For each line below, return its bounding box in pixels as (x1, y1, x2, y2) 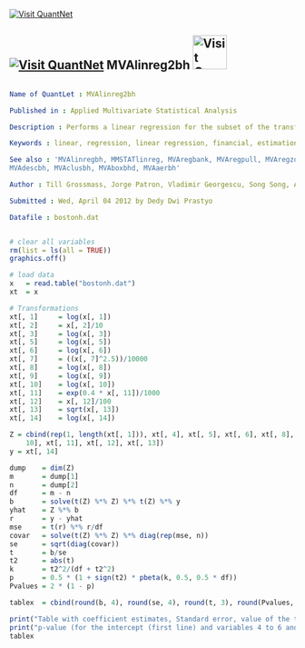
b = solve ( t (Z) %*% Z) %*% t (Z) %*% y (9, 497, 181, 506)
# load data (9, 271, 54, 280)
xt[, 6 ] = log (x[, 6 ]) (9, 346, 112, 355)
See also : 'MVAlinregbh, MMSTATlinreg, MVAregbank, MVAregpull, (9, 155, 261, 164)
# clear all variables (9, 237, 95, 246)
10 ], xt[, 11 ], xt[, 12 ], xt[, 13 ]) (25, 439, 165, 448)
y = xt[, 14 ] (9, 446, 59, 456)
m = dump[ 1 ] (9, 472, 79, 481)
